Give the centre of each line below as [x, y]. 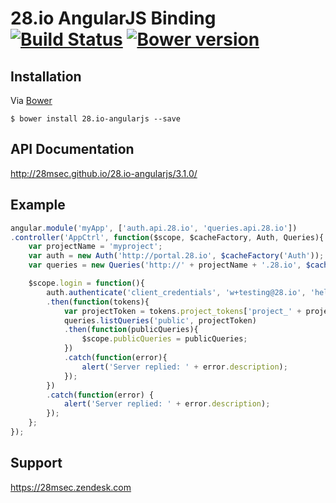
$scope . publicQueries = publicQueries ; [164, 339]
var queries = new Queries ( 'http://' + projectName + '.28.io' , [165, 265]
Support [36, 463]
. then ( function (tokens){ [98, 302]
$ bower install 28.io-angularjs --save [96, 119]
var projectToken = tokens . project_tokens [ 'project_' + [182, 311]
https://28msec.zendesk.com [71, 487]
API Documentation [72, 149]
